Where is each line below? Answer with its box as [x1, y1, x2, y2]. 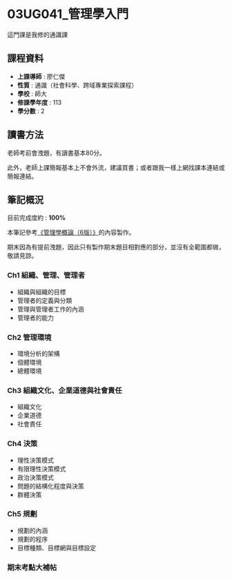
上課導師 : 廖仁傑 [17, 72, 66, 80]
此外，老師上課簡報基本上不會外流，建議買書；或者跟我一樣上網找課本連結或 [7, 163, 225, 171]
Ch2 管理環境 [7, 332, 52, 342]
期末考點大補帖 [7, 562, 57, 572]
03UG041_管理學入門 [7, 6, 129, 22]
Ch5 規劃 [7, 509, 38, 519]
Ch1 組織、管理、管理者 [7, 271, 85, 280]
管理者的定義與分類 [17, 296, 72, 305]
